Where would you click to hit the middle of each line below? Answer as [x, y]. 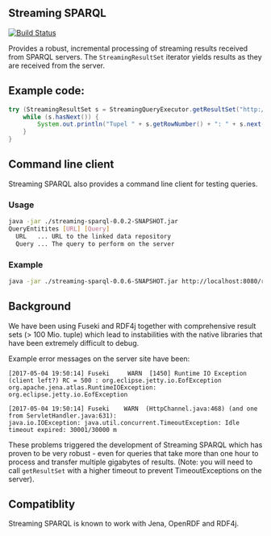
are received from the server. [57, 65]
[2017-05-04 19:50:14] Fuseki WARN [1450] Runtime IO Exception [128, 373]
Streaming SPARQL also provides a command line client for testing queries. [133, 184]
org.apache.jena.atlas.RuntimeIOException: [83, 387]
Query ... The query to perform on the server [95, 244]
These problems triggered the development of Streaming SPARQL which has [135, 445]
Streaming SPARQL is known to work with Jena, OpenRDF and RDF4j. [124, 524]
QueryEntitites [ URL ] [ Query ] [59, 229]
